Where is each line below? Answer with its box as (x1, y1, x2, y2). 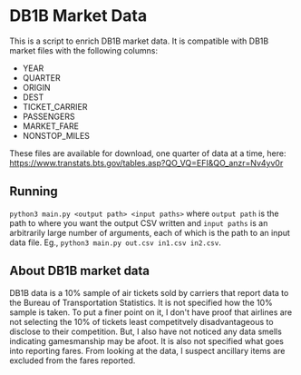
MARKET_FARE (22, 120, 80, 132)
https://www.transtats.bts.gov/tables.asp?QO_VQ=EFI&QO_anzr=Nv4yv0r (9, 157, 284, 168)
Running (9, 183, 59, 200)
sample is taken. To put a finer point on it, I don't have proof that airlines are (9, 306, 293, 318)
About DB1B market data (9, 263, 150, 279)
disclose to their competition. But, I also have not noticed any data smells (9, 326, 283, 337)
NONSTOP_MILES (22, 130, 91, 141)
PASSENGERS (22, 111, 75, 122)
